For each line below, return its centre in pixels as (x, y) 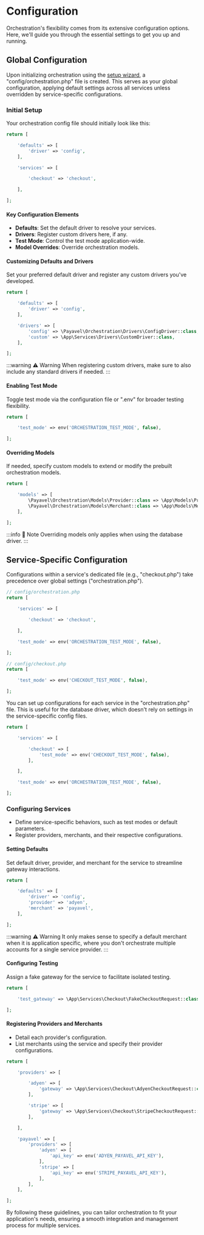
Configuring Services (39, 809)
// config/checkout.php (36, 664)
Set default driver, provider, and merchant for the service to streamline (94, 862)
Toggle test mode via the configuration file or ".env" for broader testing (95, 399)
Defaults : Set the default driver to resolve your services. (86, 228)
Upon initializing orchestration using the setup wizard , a (76, 75)
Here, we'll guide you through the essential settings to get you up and (93, 34)
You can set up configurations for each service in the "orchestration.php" (98, 703)
